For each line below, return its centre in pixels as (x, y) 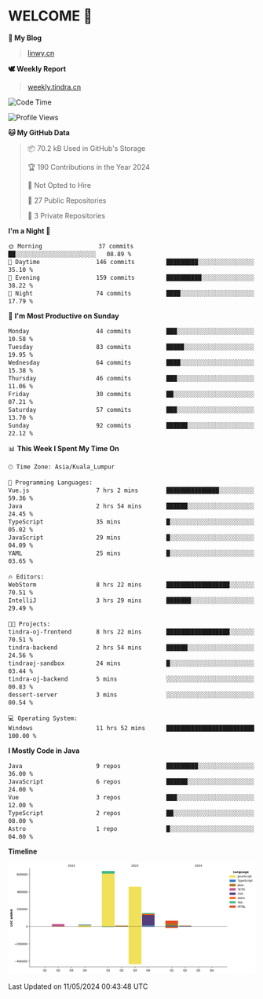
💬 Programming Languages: (50, 483)
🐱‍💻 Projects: (29, 624)
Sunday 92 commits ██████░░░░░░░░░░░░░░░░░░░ (131, 425)
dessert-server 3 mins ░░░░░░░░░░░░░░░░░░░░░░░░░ (131, 695)
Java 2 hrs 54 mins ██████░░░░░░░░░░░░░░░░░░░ (131, 506)
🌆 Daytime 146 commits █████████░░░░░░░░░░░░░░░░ (131, 262)
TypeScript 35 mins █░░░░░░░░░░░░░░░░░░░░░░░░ (131, 522)
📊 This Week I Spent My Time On (64, 448)
